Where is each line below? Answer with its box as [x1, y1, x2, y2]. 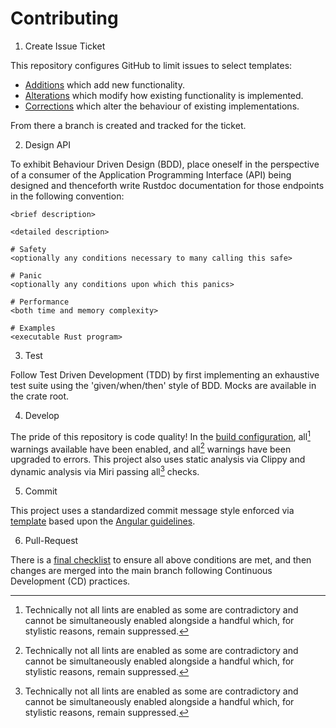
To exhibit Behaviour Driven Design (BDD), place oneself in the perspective [10, 158, 320, 170]
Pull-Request [24, 534, 79, 546]
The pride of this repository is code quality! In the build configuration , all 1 [10, 428, 311, 442]
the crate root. [10, 390, 70, 402]
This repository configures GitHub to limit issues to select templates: [10, 59, 293, 71]
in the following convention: [10, 190, 125, 202]
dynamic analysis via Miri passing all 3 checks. [10, 464, 200, 477]
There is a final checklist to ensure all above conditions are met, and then [10, 553, 312, 566]
